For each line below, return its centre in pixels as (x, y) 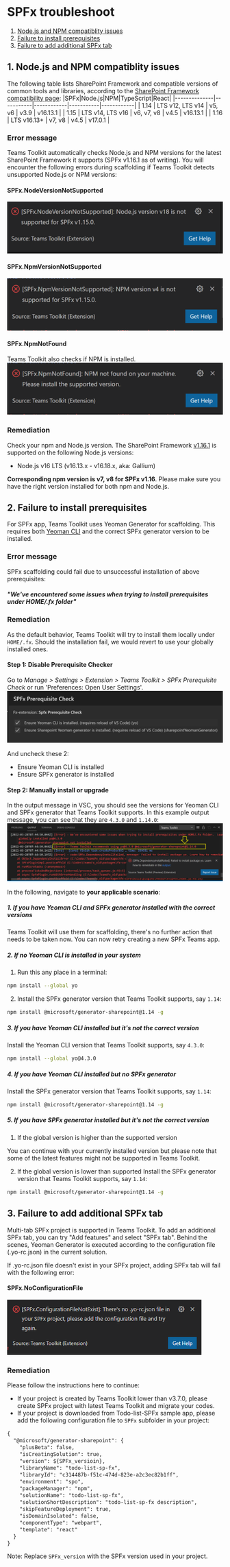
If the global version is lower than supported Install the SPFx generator (116, 1171)
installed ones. (28, 649)
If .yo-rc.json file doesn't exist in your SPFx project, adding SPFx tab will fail (114, 1265)
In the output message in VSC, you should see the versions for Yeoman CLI (113, 805)
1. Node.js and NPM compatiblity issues (93, 67)
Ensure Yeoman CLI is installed (61, 767)
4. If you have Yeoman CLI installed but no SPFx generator (92, 1074)
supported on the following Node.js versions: (71, 452)
